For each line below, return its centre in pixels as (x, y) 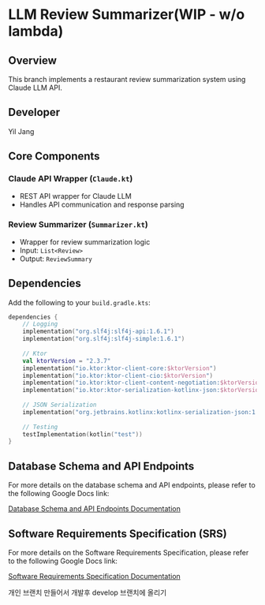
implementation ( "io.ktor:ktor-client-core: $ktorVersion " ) (119, 368)
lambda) (36, 31)
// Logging (40, 324)
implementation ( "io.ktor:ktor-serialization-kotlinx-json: (121, 390)
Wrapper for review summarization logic (85, 241)
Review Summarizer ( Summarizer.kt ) (78, 225)
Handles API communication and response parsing (102, 204)
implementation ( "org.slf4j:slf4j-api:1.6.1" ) (99, 332)
